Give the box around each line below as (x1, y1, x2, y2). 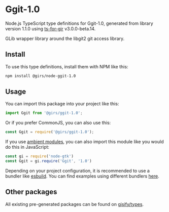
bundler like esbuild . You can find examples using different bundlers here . (5, 173, 160, 179)
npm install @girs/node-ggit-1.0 (5, 73, 76, 78)
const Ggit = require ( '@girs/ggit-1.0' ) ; (5, 130, 94, 135)
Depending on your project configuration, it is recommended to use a (5, 167, 150, 174)
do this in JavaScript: (5, 144, 50, 150)
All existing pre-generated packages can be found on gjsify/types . (5, 201, 144, 207)
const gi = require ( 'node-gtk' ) (5, 154, 74, 159)
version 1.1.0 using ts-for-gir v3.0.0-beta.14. (5, 25, 96, 31)
